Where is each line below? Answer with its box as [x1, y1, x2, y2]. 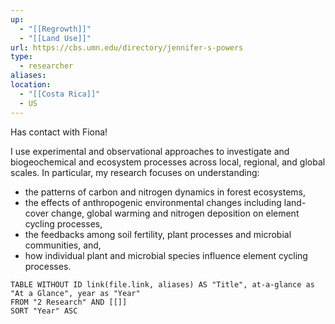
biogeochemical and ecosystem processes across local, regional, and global [10, 156, 326, 168]
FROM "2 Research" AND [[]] [10, 297, 128, 307]
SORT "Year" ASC [10, 306, 78, 316]
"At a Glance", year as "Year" [10, 288, 141, 298]
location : [10, 80, 52, 90]
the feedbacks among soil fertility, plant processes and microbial [24, 228, 292, 240]
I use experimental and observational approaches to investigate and [10, 145, 290, 157]
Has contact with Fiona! [10, 126, 108, 138]
